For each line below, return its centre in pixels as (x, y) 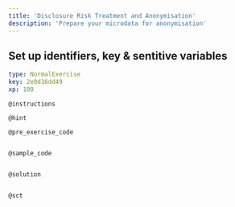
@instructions (32, 104)
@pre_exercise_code (41, 132)
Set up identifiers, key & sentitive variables (118, 56)
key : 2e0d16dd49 (35, 82)
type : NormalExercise (45, 75)
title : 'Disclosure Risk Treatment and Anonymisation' (102, 16)
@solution (25, 174)
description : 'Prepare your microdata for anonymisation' (107, 23)
